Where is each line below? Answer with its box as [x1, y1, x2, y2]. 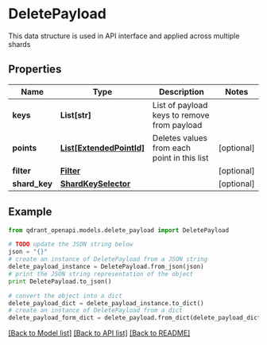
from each [152, 142, 191, 153]
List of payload [152, 99, 208, 110]
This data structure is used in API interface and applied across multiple [8, 31, 240, 41]
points [12, 142, 37, 153]
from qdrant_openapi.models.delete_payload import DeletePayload [8, 226, 229, 235]
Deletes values [152, 132, 208, 143]
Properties [8, 63, 62, 76]
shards [8, 39, 31, 48]
